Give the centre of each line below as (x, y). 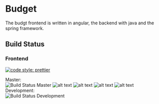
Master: (13, 80)
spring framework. (25, 28)
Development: (20, 90)
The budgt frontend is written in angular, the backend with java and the (80, 23)
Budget (21, 9)
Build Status (25, 44)
